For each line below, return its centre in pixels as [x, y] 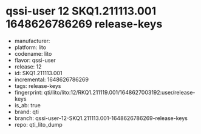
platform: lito [30, 47]
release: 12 [28, 66]
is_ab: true [27, 105]
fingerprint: [29, 92]
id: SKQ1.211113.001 [38, 73]
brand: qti [26, 112]
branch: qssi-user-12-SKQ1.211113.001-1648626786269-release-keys [101, 118]
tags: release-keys [38, 85]
